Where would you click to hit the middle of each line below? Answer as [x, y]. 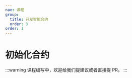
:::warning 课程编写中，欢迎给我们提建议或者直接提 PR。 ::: [66, 70]
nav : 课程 [15, 10]
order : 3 [19, 24]
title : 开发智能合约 [29, 19]
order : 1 [14, 29]
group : [12, 15]
